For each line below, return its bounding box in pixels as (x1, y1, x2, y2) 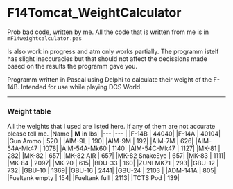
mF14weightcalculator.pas (7, 35, 82, 42)
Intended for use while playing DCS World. (20, 82, 142, 91)
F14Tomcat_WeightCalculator (7, 5, 182, 21)
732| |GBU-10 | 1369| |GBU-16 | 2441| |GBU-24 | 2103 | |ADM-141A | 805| (7, 166, 216, 174)
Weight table (7, 106, 51, 116)
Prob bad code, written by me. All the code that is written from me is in (7, 28, 209, 36)
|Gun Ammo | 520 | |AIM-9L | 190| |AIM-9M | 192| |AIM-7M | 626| (7, 137, 194, 145)
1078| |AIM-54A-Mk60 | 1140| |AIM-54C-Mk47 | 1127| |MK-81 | (42, 144, 221, 153)
